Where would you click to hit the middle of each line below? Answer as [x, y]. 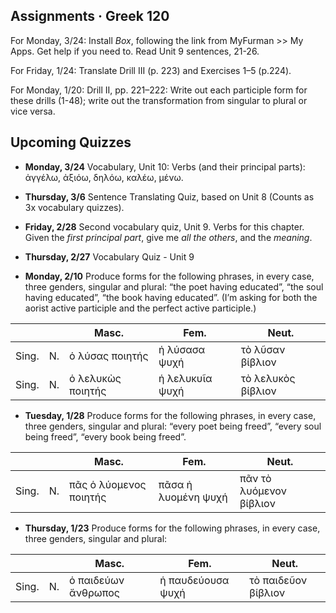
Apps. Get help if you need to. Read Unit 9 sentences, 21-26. [135, 51]
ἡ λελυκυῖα [185, 378]
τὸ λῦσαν [263, 349]
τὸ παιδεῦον [278, 580]
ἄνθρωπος [94, 592]
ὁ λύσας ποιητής [109, 356]
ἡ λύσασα [182, 349]
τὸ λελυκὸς [268, 378]
